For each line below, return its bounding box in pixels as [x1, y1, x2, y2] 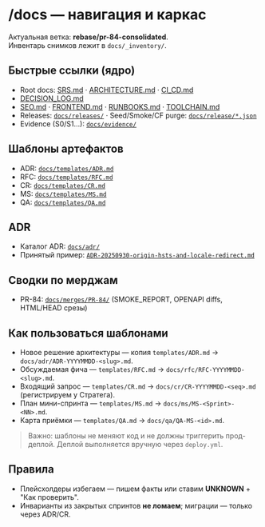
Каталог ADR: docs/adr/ [19, 242, 101, 251]
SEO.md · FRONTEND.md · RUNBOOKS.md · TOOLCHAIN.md [19, 102, 220, 111]
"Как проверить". [19, 492, 80, 501]
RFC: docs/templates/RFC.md [19, 172, 113, 182]
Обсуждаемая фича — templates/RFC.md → [19, 365, 165, 373]
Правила [8, 462, 54, 477]
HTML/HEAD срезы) [19, 303, 88, 313]
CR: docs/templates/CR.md [19, 180, 106, 190]
